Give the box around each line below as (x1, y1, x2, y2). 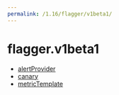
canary (17, 72, 39, 80)
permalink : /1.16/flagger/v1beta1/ (7, 10, 113, 18)
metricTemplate (17, 79, 64, 88)
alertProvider (17, 65, 56, 73)
